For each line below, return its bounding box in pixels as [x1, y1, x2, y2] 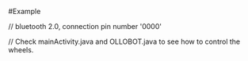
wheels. [8, 45, 34, 54]
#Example [8, 7, 41, 16]
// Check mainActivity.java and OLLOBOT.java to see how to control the [8, 37, 240, 46]
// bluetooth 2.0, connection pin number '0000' [8, 22, 162, 30]
